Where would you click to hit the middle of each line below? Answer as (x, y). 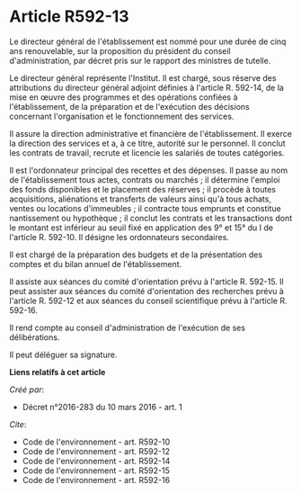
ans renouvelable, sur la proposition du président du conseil (120, 50)
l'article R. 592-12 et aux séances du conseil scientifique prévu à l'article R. (148, 300)
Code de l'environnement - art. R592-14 (96, 461)
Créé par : (27, 390)
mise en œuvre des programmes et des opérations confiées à (124, 97)
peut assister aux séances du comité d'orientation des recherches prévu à (147, 291)
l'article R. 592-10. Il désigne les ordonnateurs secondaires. (119, 237)
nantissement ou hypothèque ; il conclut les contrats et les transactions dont (151, 218)
